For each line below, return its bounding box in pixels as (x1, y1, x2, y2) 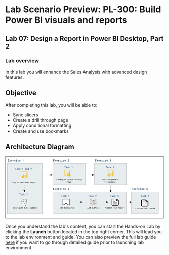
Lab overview (5, 57, 39, 64)
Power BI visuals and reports (5, 14, 127, 26)
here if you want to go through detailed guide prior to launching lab (5, 239, 144, 245)
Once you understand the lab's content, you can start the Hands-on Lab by (5, 223, 161, 229)
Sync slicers (12, 112, 38, 118)
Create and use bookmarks (12, 127, 69, 134)
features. (5, 74, 24, 80)
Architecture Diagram (5, 143, 74, 151)
